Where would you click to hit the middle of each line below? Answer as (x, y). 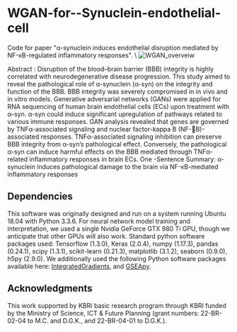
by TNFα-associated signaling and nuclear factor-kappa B (92, 129)
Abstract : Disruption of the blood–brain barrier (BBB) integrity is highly (111, 69)
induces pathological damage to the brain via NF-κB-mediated (127, 166)
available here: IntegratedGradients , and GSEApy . (79, 266)
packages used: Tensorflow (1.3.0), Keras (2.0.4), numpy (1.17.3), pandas (113, 244)
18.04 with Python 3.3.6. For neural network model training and (99, 221)
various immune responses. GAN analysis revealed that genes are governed (118, 121)
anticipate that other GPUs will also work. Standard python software (106, 236)
